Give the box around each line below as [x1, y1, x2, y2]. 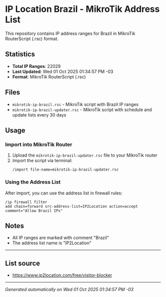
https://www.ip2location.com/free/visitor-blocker [12, 272, 113, 278]
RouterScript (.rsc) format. [5, 36, 59, 42]
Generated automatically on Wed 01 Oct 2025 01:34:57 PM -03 [5, 287, 134, 293]
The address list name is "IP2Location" [12, 240, 92, 246]
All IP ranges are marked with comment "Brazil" [12, 235, 110, 241]
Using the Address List [5, 178, 61, 185]
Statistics [5, 50, 36, 59]
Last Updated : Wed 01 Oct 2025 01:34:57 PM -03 [12, 68, 114, 74]
